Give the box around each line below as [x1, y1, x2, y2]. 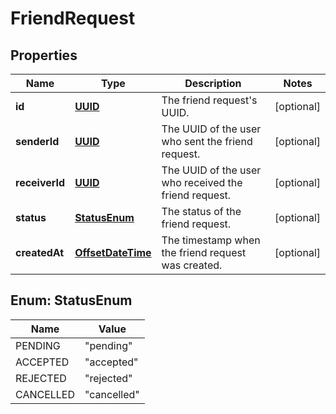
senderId [15, 135, 60, 148]
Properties [10, 47, 78, 64]
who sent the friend [161, 135, 253, 148]
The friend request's [161, 93, 258, 107]
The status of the [161, 205, 242, 218]
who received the [161, 176, 243, 189]
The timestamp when [161, 233, 261, 247]
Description [184, 77, 242, 90]
